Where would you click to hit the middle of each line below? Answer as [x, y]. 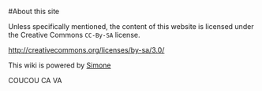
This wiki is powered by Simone [60, 65]
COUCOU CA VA [35, 80]
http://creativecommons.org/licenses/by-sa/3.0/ [86, 50]
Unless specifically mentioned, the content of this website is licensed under [131, 26]
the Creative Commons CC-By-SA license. [74, 35]
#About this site [34, 11]
